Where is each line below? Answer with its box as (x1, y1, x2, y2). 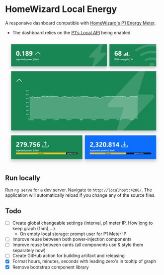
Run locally (5, 173, 41, 182)
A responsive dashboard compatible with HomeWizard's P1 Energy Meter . (5, 20, 156, 26)
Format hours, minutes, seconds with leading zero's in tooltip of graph (12, 258, 157, 265)
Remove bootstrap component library (12, 264, 89, 270)
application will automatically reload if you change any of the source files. (5, 192, 156, 198)
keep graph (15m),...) (12, 226, 56, 232)
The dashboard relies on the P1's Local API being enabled (12, 29, 131, 35)
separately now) (12, 248, 46, 254)
